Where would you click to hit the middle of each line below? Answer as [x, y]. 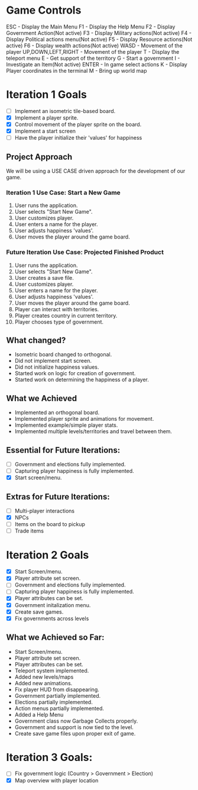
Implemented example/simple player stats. [66, 425]
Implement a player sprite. [46, 117]
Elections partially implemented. [53, 702]
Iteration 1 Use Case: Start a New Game [64, 192]
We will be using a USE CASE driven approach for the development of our [96, 171]
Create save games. [39, 612]
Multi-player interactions [45, 511]
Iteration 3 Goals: [49, 757]
